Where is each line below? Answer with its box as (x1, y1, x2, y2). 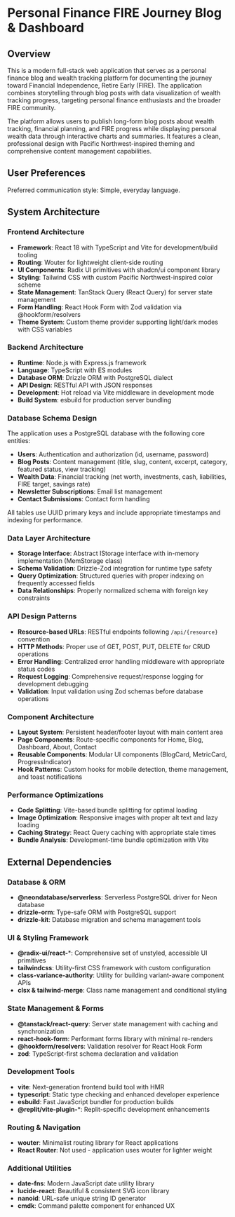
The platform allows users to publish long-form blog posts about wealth (7, 117, 215, 125)
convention (17, 634, 51, 643)
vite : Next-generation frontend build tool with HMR (17, 1082, 165, 1091)
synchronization (17, 1027, 65, 1035)
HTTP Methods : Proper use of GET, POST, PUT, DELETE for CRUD (17, 642, 210, 651)
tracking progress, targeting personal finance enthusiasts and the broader (7, 96, 221, 104)
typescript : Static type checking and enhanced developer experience (17, 1090, 220, 1099)
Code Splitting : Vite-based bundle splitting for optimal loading (17, 806, 198, 815)
